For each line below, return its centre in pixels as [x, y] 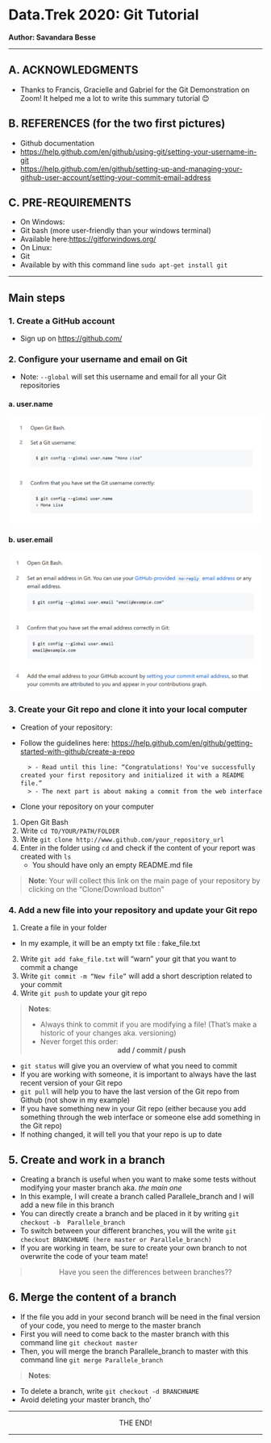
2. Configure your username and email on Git [98, 359]
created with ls [46, 856]
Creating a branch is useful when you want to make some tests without [138, 1179]
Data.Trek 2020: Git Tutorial [104, 15]
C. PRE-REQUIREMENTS [70, 202]
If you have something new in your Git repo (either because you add [133, 1109]
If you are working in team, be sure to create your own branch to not [133, 1248]
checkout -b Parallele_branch [73, 1223]
